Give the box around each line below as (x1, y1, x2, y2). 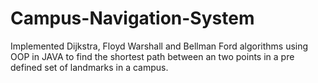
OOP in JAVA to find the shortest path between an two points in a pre (10, 50, 295, 62)
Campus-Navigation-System (10, 7, 255, 30)
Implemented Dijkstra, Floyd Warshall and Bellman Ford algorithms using (10, 40, 309, 52)
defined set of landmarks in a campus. (10, 61, 169, 73)
